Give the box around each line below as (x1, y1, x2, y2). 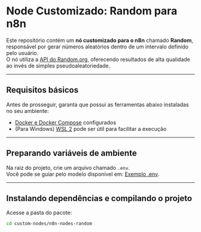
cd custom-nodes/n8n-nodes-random (6, 221, 93, 227)
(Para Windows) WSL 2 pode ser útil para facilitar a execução (14, 125, 167, 132)
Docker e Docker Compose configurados (14, 118, 117, 126)
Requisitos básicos (6, 85, 79, 95)
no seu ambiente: (6, 107, 49, 114)
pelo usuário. (6, 49, 39, 56)
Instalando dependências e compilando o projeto (6, 193, 193, 203)
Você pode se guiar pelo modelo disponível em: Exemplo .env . (6, 170, 160, 178)
